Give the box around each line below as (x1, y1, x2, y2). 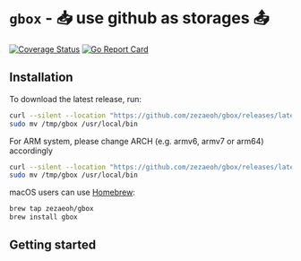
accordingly (9, 145, 54, 156)
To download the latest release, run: (9, 93, 142, 104)
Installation (9, 70, 73, 85)
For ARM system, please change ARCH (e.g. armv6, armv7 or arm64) (9, 135, 264, 146)
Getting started (9, 238, 97, 253)
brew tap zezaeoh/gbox (9, 204, 94, 213)
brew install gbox (9, 213, 78, 222)
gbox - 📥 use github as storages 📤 (9, 8, 271, 29)
